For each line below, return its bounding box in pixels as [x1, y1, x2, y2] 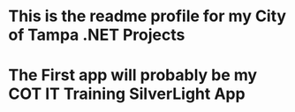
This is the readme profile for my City [8, 6, 287, 26]
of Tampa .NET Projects [8, 25, 185, 45]
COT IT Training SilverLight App [8, 84, 246, 104]
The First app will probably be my [8, 65, 258, 86]
